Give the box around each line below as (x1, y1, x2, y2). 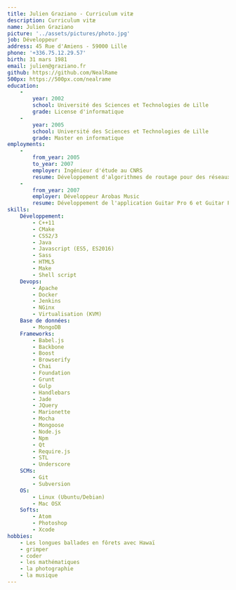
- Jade (32, 395, 52, 402)
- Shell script (32, 271, 77, 278)
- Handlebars (32, 389, 71, 396)
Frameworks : (20, 330, 55, 337)
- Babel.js (32, 336, 65, 344)
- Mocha (32, 415, 55, 422)
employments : (7, 141, 46, 148)
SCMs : (20, 468, 37, 475)
